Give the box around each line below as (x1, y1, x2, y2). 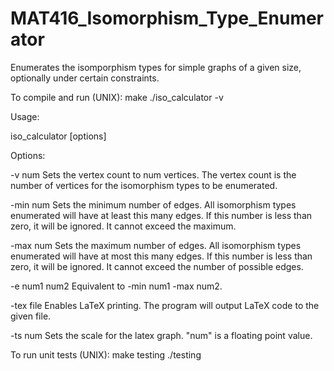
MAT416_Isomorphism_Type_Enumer (10, 7, 325, 30)
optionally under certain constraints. (10, 72, 160, 84)
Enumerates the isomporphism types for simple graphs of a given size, (10, 61, 302, 73)
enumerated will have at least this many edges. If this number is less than (10, 209, 313, 221)
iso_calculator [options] (10, 130, 107, 142)
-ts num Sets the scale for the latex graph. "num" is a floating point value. (10, 329, 313, 341)
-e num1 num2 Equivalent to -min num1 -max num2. (10, 280, 223, 292)
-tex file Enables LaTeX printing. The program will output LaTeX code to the (10, 299, 320, 311)
